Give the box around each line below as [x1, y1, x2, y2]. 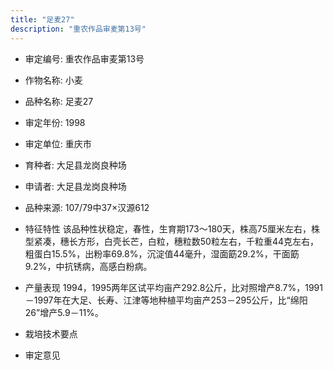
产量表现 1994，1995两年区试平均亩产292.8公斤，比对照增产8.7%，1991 [24, 281, 323, 293]
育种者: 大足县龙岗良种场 [24, 159, 127, 171]
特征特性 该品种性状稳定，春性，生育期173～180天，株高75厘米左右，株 [24, 222, 321, 235]
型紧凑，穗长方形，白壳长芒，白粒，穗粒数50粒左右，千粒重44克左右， [24, 235, 320, 247]
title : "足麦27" [10, 14, 75, 25]
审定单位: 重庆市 [24, 137, 92, 150]
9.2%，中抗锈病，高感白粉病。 [24, 260, 153, 272]
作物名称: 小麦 [24, 74, 83, 86]
